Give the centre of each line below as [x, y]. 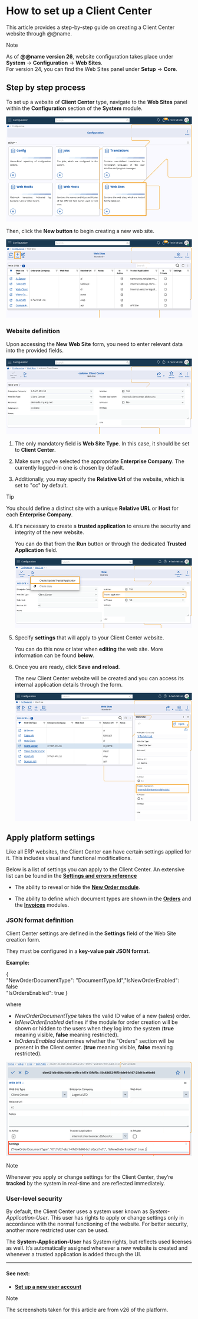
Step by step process [46, 88]
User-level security [34, 1199]
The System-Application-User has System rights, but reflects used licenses [99, 1242]
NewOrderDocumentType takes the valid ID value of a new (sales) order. [102, 1016]
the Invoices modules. [42, 905]
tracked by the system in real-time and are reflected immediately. [86, 1184]
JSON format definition [40, 920]
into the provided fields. [35, 350]
